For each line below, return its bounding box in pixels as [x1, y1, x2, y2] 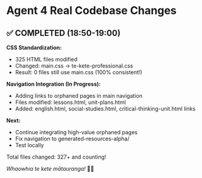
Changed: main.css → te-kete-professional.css [15, 62, 134, 69]
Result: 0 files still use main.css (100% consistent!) [15, 69, 142, 76]
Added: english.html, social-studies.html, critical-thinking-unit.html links [15, 105, 196, 112]
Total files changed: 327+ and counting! [6, 153, 106, 160]
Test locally [15, 142, 44, 149]
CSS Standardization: [6, 44, 62, 51]
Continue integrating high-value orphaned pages [15, 129, 138, 135]
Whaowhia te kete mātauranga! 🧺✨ [6, 165, 94, 172]
